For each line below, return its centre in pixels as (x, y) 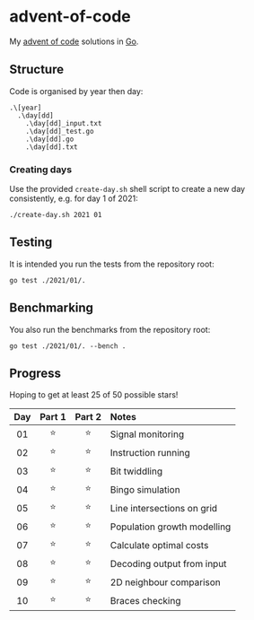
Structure (37, 70)
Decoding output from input (168, 563)
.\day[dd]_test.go (60, 131)
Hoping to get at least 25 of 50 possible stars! (94, 395)
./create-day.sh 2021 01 (56, 215)
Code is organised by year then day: (76, 91)
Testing (31, 243)
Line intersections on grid (164, 508)
